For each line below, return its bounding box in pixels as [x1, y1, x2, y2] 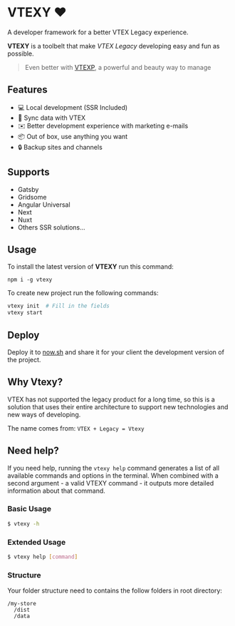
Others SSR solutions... [17, 222, 85, 232]
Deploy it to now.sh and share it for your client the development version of [7, 347, 224, 356]
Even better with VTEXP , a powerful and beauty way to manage [24, 63, 211, 71]
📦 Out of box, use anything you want [17, 132, 128, 140]
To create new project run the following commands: [7, 289, 159, 297]
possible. [7, 49, 34, 58]
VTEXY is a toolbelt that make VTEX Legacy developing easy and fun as [7, 41, 220, 50]
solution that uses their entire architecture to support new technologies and [7, 402, 229, 411]
